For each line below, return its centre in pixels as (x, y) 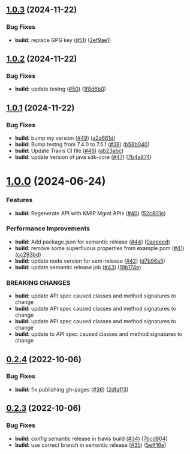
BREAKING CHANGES (38, 282)
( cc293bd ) (28, 254)
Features (19, 200)
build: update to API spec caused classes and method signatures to (99, 334)
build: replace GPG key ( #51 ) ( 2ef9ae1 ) (63, 40)
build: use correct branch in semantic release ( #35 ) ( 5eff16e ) (91, 445)
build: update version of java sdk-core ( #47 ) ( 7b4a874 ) (83, 157)
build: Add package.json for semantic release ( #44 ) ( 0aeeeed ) (93, 242)
